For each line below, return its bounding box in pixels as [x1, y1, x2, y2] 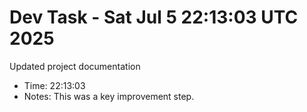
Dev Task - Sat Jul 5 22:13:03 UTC [9, 6, 299, 29]
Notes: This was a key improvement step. [23, 90, 195, 102]
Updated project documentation [9, 60, 141, 72]
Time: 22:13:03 [23, 79, 86, 91]
